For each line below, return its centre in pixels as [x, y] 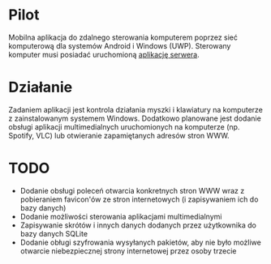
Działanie [41, 87]
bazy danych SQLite [54, 233]
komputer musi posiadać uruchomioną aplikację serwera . [104, 54]
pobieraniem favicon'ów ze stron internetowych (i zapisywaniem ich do [139, 199]
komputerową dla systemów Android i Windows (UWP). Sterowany [120, 45]
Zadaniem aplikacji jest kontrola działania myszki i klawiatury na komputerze [136, 109]
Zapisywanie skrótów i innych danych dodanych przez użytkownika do [138, 225]
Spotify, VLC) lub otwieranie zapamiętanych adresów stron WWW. [119, 135]
